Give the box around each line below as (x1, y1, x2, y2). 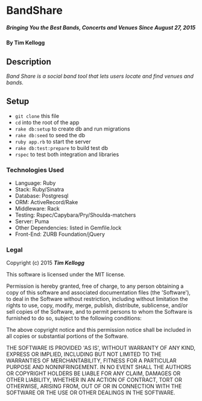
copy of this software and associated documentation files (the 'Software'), (6, 289, 191, 296)
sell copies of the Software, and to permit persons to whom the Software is (6, 308, 193, 316)
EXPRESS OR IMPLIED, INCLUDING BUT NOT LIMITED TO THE (6, 350, 162, 358)
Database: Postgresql (14, 192, 69, 199)
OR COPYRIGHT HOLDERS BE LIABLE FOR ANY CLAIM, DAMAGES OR (6, 370, 181, 377)
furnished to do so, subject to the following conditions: (6, 314, 142, 322)
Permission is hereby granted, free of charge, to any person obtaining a (6, 282, 184, 290)
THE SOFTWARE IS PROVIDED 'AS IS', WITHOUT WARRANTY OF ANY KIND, (6, 344, 196, 352)
